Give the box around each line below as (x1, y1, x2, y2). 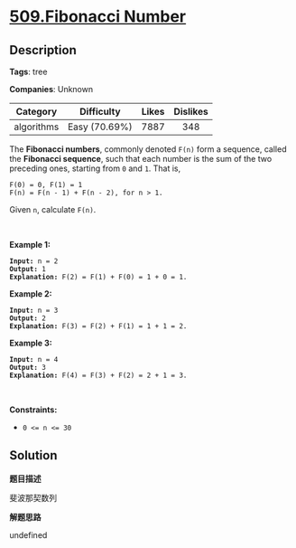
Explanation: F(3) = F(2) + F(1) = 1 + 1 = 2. (9, 322, 188, 331)
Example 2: (9, 288, 52, 299)
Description (9, 43, 77, 58)
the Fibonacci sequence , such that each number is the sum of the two (9, 154, 273, 164)
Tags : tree (9, 66, 48, 77)
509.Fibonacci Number (9, 6, 187, 27)
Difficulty (79, 106, 121, 118)
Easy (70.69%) (67, 120, 133, 133)
